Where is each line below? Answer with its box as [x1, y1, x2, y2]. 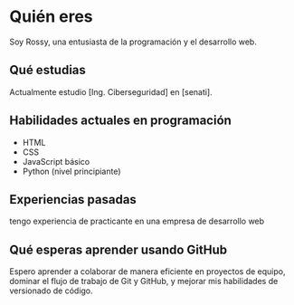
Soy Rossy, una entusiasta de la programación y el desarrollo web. [9, 36, 258, 47]
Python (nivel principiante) [22, 166, 121, 176]
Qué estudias [9, 62, 86, 78]
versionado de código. [9, 285, 93, 296]
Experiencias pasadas [9, 192, 138, 207]
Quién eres [9, 6, 93, 27]
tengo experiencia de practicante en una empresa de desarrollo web [9, 215, 265, 227]
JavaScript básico [22, 156, 90, 167]
